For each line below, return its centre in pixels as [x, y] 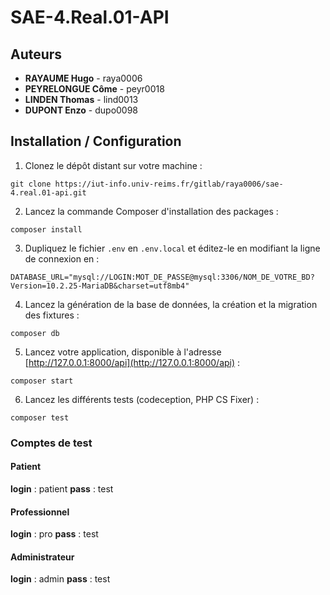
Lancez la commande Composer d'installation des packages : [151, 211]
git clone [31, 184]
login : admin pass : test [60, 579]
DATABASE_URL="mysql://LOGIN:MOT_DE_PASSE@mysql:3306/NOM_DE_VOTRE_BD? [162, 277]
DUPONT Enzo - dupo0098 [81, 110]
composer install [46, 229]
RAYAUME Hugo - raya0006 [83, 78]
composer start [42, 381]
